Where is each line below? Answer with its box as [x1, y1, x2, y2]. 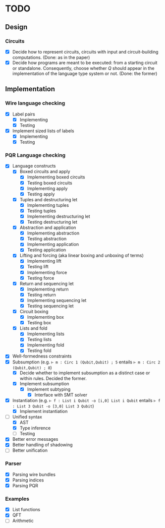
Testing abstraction [27, 236, 67, 242]
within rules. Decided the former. [19, 375, 87, 381]
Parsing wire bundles [12, 471, 56, 477]
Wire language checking [5, 100, 65, 107]
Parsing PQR [12, 482, 39, 488]
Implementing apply [27, 185, 68, 191]
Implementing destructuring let [27, 213, 90, 219]
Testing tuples [27, 208, 56, 214]
